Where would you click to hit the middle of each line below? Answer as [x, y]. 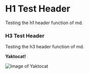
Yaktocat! [16, 56]
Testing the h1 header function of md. [44, 23]
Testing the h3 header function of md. [45, 47]
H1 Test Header [38, 9]
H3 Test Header [25, 36]
